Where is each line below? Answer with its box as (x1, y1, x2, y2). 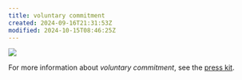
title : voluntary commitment (8, 11, 105, 20)
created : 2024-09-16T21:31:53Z (8, 19, 113, 27)
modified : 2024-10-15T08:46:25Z (8, 26, 116, 34)
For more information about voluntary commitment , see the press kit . (8, 63, 235, 72)
